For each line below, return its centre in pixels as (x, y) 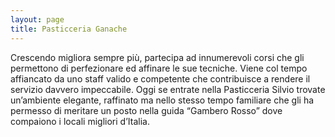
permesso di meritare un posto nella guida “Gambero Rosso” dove (146, 110)
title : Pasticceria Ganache (69, 29)
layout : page (37, 19)
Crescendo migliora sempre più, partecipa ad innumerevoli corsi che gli (157, 57)
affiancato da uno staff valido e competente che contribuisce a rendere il (160, 78)
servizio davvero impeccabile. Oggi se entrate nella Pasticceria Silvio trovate (168, 89)
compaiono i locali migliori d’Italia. (80, 121)
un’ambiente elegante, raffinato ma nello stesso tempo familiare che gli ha (162, 100)
